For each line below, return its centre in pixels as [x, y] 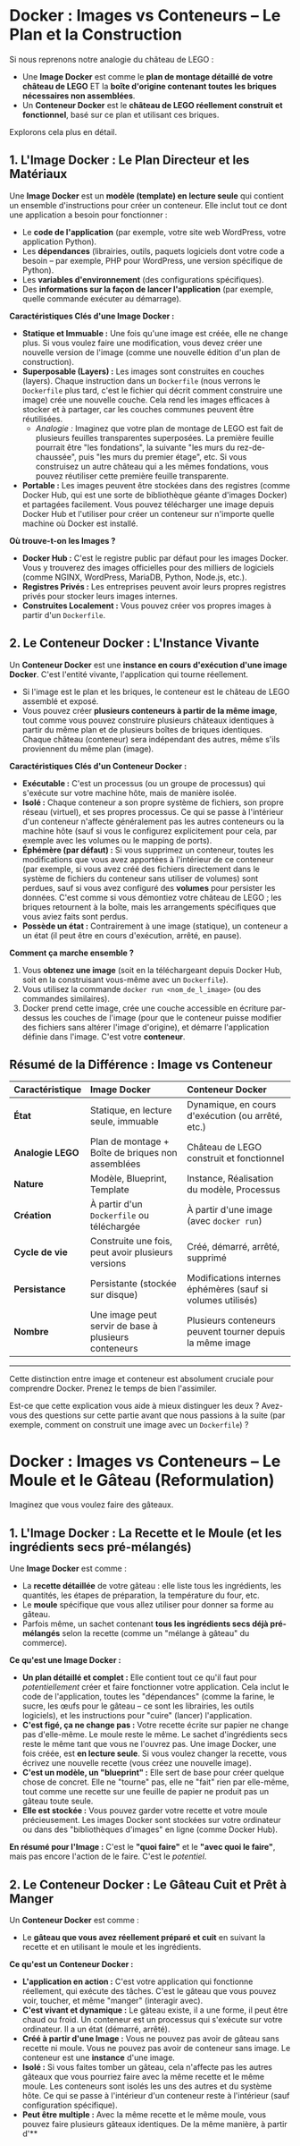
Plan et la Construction [96, 34]
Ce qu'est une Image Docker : [65, 1660]
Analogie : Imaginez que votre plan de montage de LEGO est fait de [159, 428]
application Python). [59, 242]
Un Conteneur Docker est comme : [75, 1920]
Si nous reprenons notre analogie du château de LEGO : [112, 59]
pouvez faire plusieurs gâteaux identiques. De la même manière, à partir [154, 2124]
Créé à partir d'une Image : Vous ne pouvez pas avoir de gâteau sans [150, 2038]
